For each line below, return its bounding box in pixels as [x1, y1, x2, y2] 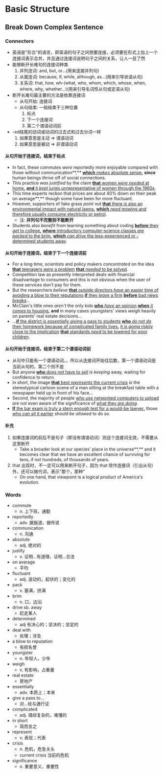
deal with [12, 627, 31, 633]
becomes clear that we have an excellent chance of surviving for [19, 451, 150, 457]
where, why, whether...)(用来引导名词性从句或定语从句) [19, 86, 131, 92]
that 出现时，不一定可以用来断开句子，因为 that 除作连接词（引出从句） [12, 462, 156, 468]
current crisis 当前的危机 [19, 752, 70, 758]
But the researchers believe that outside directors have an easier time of [12, 287, 159, 293]
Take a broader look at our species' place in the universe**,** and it [19, 446, 156, 452]
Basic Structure [5, 3, 70, 15]
